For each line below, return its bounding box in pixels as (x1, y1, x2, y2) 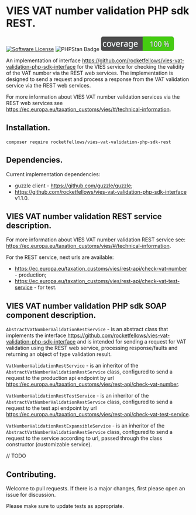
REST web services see (6, 99, 63, 106)
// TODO (6, 452, 26, 459)
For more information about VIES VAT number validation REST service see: (6, 236, 186, 243)
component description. (6, 310, 97, 320)
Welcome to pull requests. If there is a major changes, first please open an (6, 485, 185, 492)
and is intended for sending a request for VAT (77, 338, 187, 345)
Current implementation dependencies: (6, 170, 101, 177)
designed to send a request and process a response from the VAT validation (6, 75, 190, 83)
